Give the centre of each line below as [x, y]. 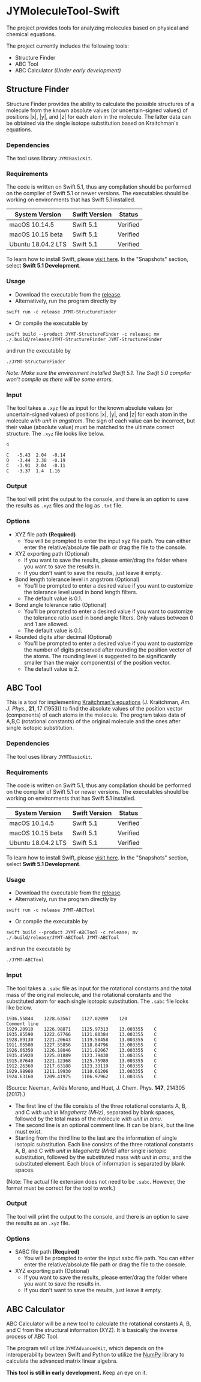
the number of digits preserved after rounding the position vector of [108, 650]
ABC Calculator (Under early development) [68, 70]
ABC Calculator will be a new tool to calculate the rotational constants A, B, [99, 1324]
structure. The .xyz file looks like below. [55, 433]
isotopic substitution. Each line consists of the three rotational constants [104, 1144]
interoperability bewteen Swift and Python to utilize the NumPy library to [95, 1354]
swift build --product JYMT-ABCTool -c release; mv [72, 932]
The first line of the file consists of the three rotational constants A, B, [101, 1106]
